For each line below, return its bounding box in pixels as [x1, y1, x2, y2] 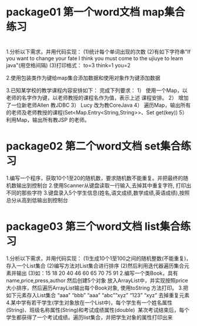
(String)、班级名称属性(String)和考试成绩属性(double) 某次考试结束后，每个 [6, 307, 190, 314]
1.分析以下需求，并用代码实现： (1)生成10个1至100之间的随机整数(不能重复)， [6, 255, 192, 262]
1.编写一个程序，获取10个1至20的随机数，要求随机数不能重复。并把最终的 [6, 174, 183, 182]
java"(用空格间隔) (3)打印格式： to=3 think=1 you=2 [6, 62, 131, 69]
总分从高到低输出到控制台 [6, 197, 68, 204]
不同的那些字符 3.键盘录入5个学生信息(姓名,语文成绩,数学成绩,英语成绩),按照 [6, 189, 190, 196]
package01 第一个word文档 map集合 [6, 5, 185, 19]
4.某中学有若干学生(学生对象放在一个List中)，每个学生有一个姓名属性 [6, 299, 173, 307]
